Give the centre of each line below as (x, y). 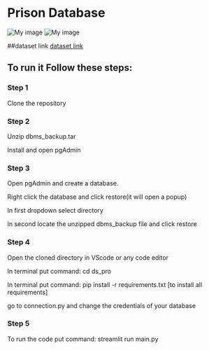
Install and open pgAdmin (44, 150)
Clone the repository (37, 103)
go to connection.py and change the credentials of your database (102, 305)
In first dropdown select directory (55, 211)
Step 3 (19, 168)
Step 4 (19, 242)
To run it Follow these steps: (70, 68)
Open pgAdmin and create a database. (63, 183)
